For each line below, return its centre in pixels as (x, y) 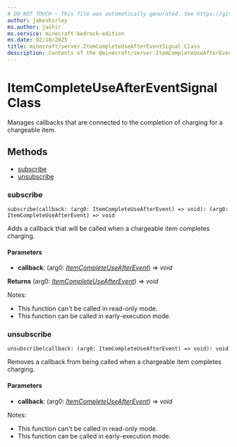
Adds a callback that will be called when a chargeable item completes (109, 228)
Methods (28, 152)
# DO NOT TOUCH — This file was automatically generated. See (101, 14)
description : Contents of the (52, 53)
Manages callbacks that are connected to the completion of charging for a (115, 122)
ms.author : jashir (34, 27)
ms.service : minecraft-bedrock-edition (66, 33)
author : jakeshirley (38, 20)
